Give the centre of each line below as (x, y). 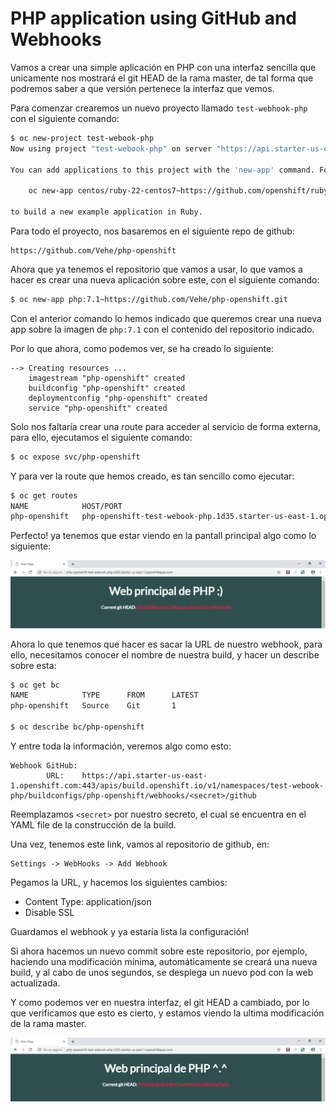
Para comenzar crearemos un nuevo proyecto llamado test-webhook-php (159, 108)
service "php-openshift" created (98, 408)
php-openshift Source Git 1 (93, 706)
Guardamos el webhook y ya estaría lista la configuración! (130, 931)
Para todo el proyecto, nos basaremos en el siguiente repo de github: (152, 231)
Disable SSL (49, 912)
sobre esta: (33, 665)
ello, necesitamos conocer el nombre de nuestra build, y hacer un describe (165, 654)
